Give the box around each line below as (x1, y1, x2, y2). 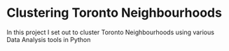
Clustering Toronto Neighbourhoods (6, 5, 222, 21)
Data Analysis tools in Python (6, 35, 91, 43)
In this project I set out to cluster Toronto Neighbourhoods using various (6, 28, 215, 36)
